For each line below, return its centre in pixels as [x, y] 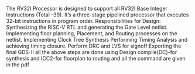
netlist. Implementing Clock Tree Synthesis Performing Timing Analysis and [97, 40]
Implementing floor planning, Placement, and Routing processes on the [92, 33]
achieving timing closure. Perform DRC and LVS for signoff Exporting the [94, 46]
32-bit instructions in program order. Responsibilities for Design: [83, 21]
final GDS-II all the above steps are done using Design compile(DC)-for [92, 52]
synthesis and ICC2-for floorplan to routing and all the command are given [96, 58]
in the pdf [18, 65]
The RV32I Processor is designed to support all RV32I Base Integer [87, 9]
